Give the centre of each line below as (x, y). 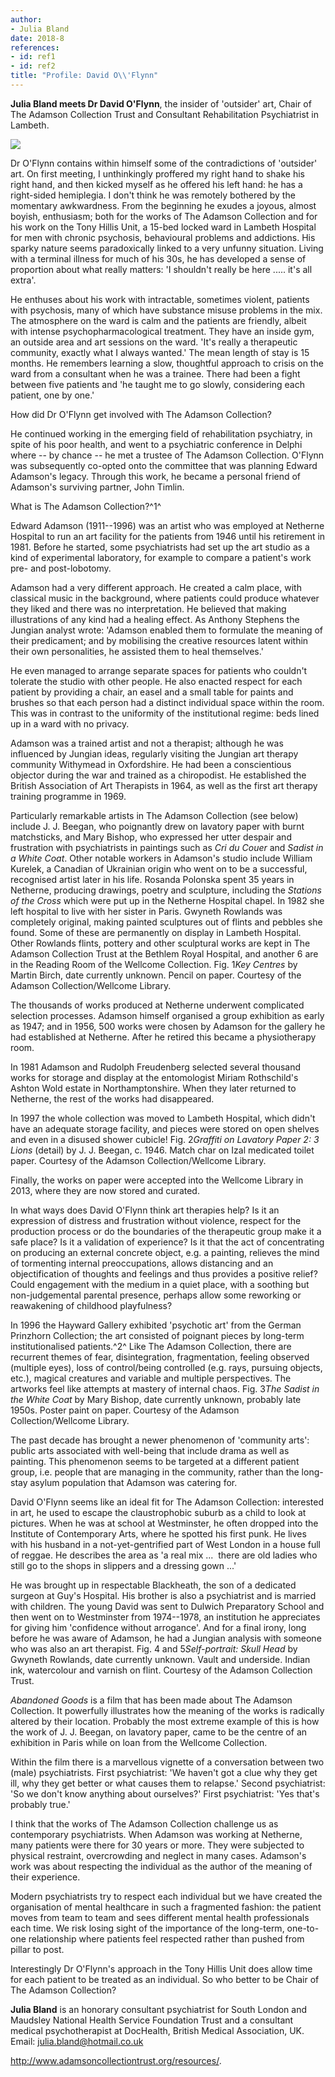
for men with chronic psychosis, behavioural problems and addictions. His (163, 237)
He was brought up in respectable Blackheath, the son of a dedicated (153, 1585)
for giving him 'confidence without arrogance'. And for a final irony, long (158, 1627)
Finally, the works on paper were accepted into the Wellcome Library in (157, 1180)
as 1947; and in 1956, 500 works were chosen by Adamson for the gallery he (168, 1026)
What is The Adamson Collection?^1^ (86, 506)
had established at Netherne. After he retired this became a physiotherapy (163, 1037)
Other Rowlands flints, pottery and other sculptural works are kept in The (160, 943)
